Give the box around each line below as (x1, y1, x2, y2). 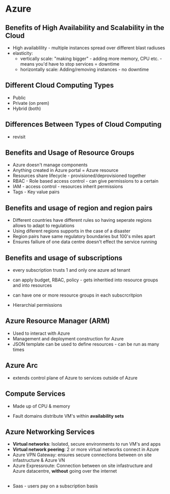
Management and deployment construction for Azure (12, 335, 124, 341)
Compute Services (5, 390, 65, 398)
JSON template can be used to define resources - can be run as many (12, 341, 159, 347)
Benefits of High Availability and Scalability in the (5, 23, 164, 32)
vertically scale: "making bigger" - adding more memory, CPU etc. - (20, 55, 162, 62)
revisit (12, 133, 26, 140)
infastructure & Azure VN (12, 457, 65, 463)
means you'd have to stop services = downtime (20, 61, 120, 67)
